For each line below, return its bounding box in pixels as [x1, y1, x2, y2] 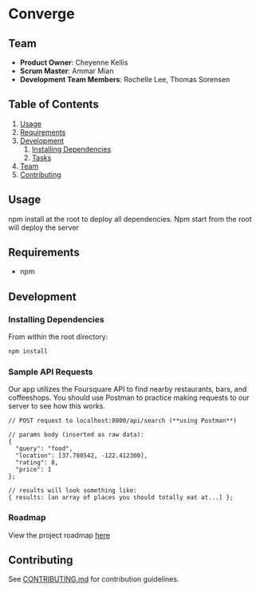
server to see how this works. [8, 401, 106, 411]
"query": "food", [15, 444, 73, 453]
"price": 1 [15, 466, 52, 474]
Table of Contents [8, 97, 100, 112]
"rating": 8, [15, 459, 59, 467]
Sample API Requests [8, 366, 93, 377]
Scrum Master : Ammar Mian [19, 66, 114, 76]
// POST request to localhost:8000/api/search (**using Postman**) [8, 416, 238, 425]
